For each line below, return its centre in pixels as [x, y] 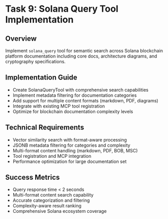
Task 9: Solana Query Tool [62, 9]
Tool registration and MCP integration [52, 156]
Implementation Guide [41, 78]
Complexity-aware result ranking [47, 206]
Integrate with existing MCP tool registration [59, 106]
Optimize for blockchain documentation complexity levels [73, 111]
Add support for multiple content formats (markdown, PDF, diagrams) [86, 100]
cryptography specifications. [36, 61]
